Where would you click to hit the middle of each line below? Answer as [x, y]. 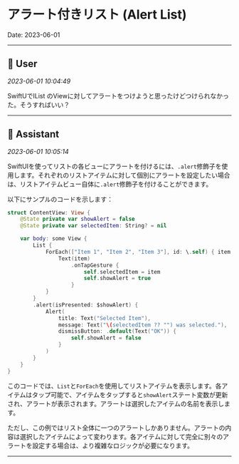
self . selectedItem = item [122, 272]
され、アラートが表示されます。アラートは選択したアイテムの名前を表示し [116, 403]
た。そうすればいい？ [38, 105]
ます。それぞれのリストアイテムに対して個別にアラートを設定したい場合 [125, 175]
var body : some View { [54, 239]
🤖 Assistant [33, 134]
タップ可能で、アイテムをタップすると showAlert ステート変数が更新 [130, 395]
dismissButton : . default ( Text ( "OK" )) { [117, 331]
